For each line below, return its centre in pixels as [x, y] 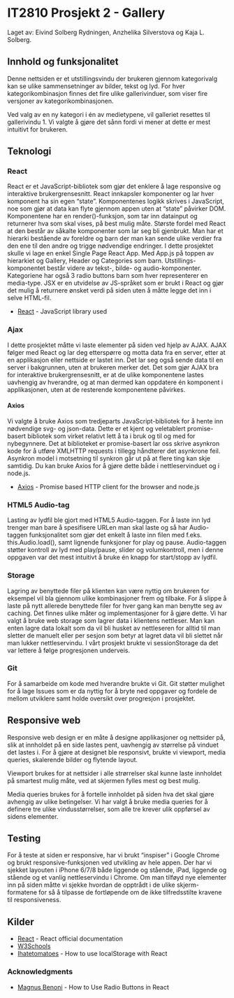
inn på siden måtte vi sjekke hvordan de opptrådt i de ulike [92, 885]
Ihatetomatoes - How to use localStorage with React [92, 954]
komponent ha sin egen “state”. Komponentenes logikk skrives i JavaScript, [116, 202]
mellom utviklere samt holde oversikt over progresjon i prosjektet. [101, 698]
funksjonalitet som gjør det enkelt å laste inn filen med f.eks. [116, 535]
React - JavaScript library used [62, 311]
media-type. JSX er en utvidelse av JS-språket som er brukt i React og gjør [116, 283]
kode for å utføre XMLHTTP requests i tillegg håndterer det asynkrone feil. [114, 451]
